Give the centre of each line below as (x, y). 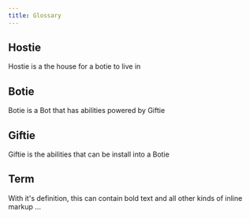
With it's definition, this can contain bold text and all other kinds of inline (125, 198)
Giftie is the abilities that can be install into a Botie (89, 154)
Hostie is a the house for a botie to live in (75, 66)
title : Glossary (35, 15)
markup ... (25, 206)
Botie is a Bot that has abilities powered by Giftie (87, 111)
